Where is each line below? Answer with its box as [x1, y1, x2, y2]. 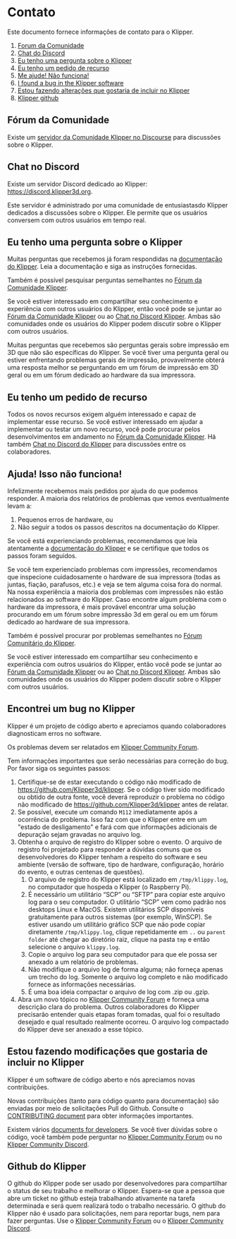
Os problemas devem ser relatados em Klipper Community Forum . [7, 742, 199, 751]
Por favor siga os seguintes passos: [7, 763, 111, 773]
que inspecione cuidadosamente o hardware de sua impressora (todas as [7, 573, 221, 581]
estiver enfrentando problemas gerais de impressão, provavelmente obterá [7, 356, 225, 364]
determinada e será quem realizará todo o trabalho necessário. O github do [7, 1202, 226, 1210]
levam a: [7, 502, 32, 510]
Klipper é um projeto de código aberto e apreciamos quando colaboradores [7, 721, 227, 730]
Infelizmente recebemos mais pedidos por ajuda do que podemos [7, 487, 199, 495]
